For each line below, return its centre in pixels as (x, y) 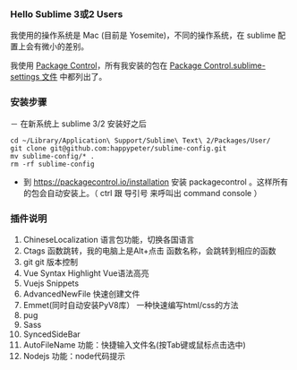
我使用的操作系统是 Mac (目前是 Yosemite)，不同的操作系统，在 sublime (143, 35)
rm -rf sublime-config (52, 164)
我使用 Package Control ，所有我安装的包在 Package (106, 65)
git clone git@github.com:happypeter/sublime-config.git (119, 148)
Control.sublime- (235, 65)
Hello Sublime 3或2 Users (67, 13)
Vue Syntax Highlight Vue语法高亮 (86, 273)
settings (25, 77)
